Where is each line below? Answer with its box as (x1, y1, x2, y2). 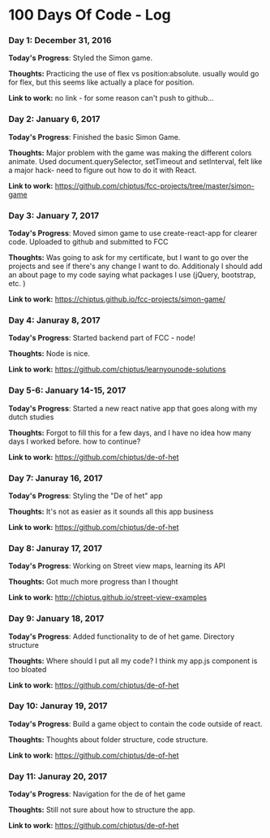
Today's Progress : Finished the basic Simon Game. (8, 132, 181, 141)
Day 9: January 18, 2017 (8, 613, 105, 624)
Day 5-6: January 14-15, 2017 (8, 384, 126, 396)
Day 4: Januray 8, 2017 (8, 315, 101, 326)
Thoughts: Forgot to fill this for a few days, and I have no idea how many (8, 428, 251, 437)
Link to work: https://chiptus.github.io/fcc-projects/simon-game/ (8, 294, 226, 304)
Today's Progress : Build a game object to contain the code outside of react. (8, 719, 263, 728)
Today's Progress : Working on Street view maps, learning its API (8, 561, 225, 571)
